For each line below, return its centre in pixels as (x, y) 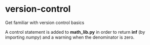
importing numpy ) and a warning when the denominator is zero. (70, 37)
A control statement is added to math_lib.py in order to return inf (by (75, 32)
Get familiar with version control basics (45, 22)
